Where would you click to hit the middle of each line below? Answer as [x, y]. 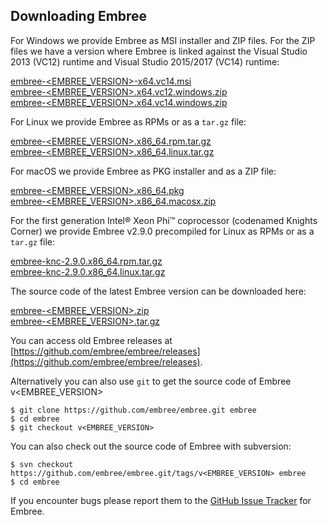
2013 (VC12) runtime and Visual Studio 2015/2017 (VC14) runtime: [145, 61]
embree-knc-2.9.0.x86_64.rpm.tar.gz [86, 261]
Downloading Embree [79, 16]
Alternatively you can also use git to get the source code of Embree [151, 381]
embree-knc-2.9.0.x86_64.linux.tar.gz [88, 271]
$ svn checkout [42, 464]
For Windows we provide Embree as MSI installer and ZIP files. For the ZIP [163, 40]
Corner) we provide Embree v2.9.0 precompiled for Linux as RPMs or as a [162, 231]
